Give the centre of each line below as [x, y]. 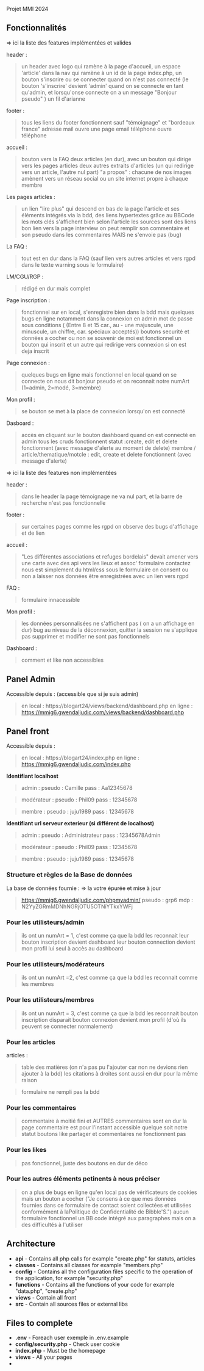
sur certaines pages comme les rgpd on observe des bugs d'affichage [110, 526]
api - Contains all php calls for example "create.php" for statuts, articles [105, 1258]
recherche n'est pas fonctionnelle [63, 502]
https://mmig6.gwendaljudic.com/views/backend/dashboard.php [103, 712]
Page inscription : [28, 300]
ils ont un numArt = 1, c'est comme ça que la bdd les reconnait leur [105, 936]
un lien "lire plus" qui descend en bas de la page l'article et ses [100, 208]
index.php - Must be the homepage [60, 1351]
